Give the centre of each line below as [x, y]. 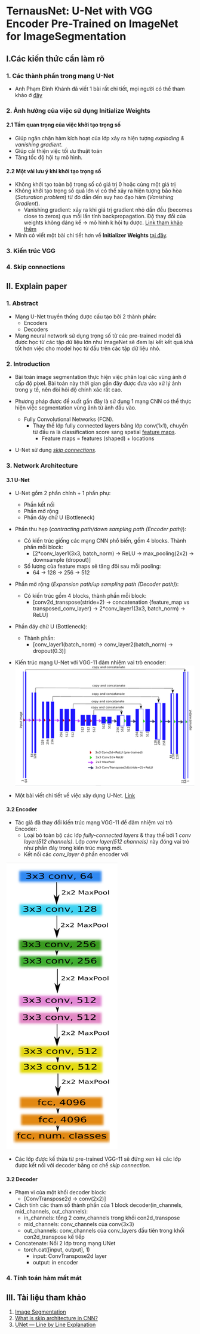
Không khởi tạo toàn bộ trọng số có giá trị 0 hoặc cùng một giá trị [95, 185]
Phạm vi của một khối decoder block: [61, 1193]
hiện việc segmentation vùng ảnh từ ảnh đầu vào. [76, 408]
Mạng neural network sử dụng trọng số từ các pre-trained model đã [98, 335]
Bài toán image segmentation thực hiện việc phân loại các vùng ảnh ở [100, 377]
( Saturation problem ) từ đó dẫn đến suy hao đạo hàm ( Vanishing [94, 197]
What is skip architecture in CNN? [56, 1318]
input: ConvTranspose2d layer [70, 1256]
